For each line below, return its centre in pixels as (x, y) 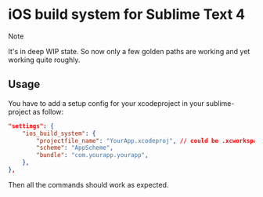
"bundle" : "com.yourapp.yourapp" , (92, 155)
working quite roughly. (44, 60)
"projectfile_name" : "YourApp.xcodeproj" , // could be (128, 140)
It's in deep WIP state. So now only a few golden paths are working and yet (129, 51)
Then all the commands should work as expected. (88, 184)
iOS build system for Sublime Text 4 (127, 15)
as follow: (48, 111)
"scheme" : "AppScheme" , (75, 148)
